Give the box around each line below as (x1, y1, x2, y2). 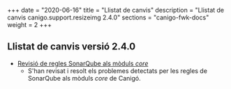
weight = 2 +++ (7, 21, 52, 29)
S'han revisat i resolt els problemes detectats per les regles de (27, 66, 208, 75)
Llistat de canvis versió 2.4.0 (7, 41, 136, 53)
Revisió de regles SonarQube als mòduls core (17, 59, 149, 67)
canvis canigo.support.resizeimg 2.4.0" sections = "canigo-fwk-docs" (7, 13, 209, 22)
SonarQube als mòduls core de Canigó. (27, 74, 141, 82)
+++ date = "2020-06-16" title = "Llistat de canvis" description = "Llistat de (7, 6, 225, 14)
